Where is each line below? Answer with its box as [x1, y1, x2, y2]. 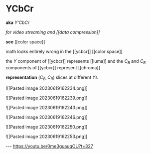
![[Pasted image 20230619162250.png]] [5, 124, 88, 130]
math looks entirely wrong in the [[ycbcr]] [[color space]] [5, 48, 123, 54]
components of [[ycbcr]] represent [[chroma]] [5, 64, 100, 70]
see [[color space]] [5, 38, 45, 45]
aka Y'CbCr [5, 19, 30, 25]
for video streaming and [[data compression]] [5, 29, 100, 35]
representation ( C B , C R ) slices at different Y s [5, 74, 98, 81]
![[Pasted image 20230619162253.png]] [5, 133, 88, 140]
